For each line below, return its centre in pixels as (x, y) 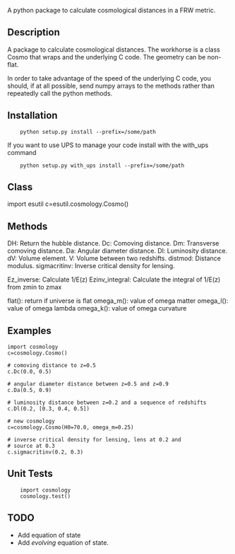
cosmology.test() (46, 496)
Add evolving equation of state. (63, 542)
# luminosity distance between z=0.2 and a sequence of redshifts (107, 403)
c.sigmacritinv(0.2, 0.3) (45, 452)
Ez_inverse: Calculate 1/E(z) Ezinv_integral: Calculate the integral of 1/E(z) (114, 279)
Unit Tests (30, 474)
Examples (29, 331)
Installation (32, 116)
